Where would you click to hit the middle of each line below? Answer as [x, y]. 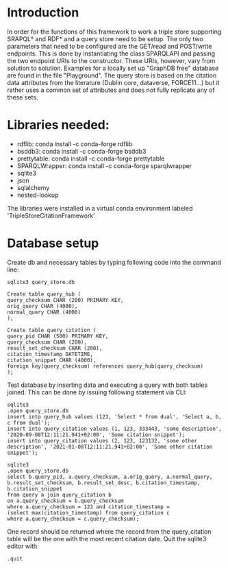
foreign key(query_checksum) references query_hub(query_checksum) [105, 366]
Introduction [43, 13]
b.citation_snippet [35, 488]
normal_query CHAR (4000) [44, 312]
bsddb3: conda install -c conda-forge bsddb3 [81, 151]
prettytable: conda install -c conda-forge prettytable [91, 158]
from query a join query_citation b [59, 495]
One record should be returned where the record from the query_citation [109, 531]
